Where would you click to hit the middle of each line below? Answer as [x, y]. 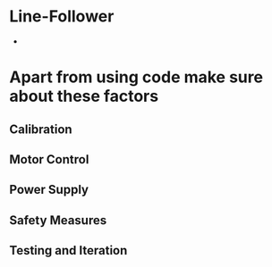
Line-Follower [62, 17]
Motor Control [49, 159]
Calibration [41, 129]
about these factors [84, 96]
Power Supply [49, 190]
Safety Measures [58, 220]
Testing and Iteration [68, 250]
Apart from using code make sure [136, 77]
